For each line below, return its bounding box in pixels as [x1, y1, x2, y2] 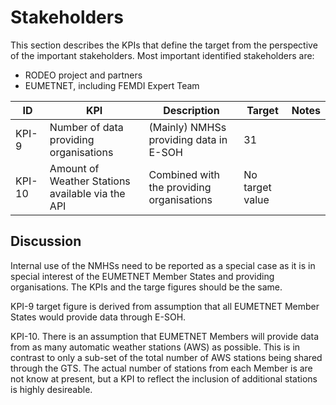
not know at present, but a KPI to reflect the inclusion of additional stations [10, 372, 318, 385]
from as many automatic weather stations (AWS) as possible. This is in [10, 341, 301, 353]
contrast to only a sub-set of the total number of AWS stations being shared [10, 351, 323, 363]
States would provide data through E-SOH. [10, 311, 187, 323]
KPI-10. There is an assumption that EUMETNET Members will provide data [10, 330, 320, 342]
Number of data [49, 120, 124, 134]
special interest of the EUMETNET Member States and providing [10, 270, 275, 282]
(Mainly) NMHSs [148, 120, 227, 134]
